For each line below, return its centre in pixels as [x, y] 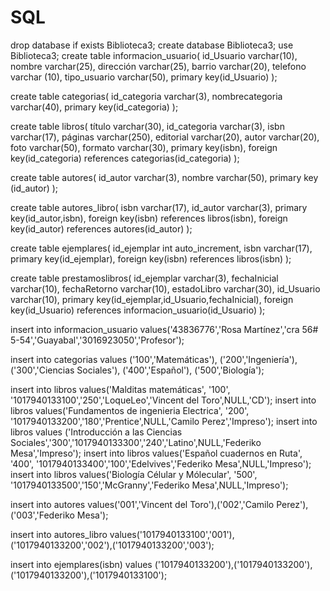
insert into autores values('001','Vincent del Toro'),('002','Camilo [142, 504]
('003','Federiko [42, 515]
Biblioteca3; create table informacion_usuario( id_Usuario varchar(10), [154, 55]
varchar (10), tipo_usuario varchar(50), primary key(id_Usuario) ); [144, 77]
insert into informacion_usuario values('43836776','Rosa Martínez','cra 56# [164, 329]
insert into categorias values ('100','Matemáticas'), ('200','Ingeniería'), [154, 359]
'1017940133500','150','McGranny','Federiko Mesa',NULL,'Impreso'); [149, 485]
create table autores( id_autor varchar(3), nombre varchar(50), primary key [164, 177]
